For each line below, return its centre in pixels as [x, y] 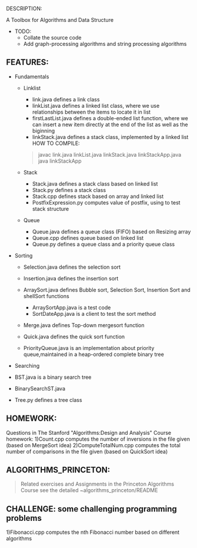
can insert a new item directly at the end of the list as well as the [110, 124]
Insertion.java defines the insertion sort [71, 278]
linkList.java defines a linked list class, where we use [96, 105]
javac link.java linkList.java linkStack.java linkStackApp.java [110, 154]
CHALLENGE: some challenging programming [92, 509]
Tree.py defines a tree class [48, 400]
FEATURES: [27, 62]
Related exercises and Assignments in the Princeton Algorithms [97, 484]
